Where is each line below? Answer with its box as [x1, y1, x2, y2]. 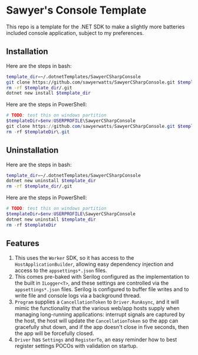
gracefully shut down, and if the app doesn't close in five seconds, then [14, 323, 189, 330]
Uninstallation [6, 146, 59, 156]
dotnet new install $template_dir [6, 90, 91, 96]
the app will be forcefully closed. [14, 330, 94, 337]
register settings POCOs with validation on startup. [14, 342, 138, 349]
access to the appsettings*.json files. [14, 267, 107, 274]
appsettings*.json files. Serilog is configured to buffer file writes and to [14, 285, 189, 293]
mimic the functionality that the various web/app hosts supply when [14, 304, 180, 311]
